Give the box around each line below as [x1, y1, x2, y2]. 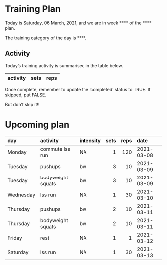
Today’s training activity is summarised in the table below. [5, 62, 123, 68]
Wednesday [7, 191, 36, 198]
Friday [7, 234, 22, 241]
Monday [7, 148, 27, 155]
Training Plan [5, 3, 61, 15]
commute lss [40, 145, 71, 152]
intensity [79, 137, 101, 144]
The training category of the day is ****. [5, 35, 87, 41]
